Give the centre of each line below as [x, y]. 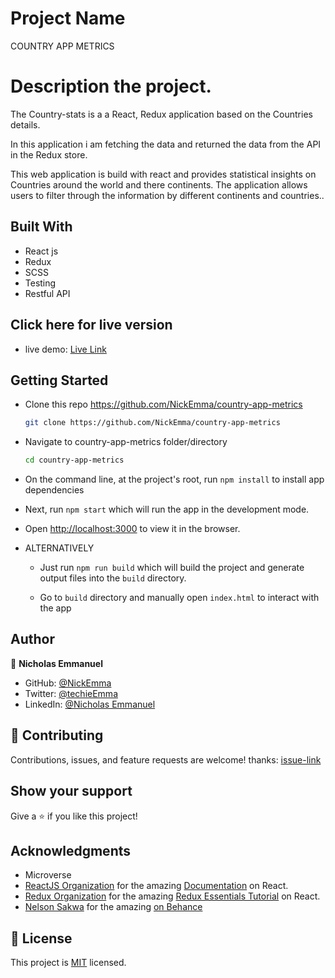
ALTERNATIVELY [59, 548]
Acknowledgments [71, 850]
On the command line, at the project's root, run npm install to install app [174, 479]
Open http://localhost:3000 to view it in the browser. [132, 529]
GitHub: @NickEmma [68, 683]
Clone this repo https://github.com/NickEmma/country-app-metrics [163, 404]
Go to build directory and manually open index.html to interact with [179, 598]
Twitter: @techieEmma [71, 693]
